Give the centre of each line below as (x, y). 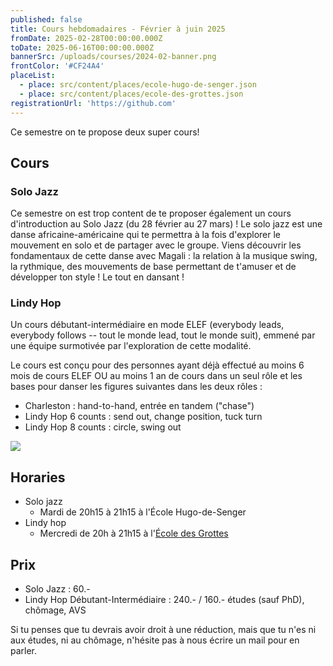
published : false (46, 19)
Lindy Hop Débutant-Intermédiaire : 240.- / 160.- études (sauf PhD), (164, 600)
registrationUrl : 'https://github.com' (93, 103)
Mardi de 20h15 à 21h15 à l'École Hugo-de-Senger (143, 512)
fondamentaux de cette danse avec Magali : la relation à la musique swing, (164, 256)
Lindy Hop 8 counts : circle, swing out (103, 427)
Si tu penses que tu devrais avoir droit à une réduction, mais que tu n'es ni (163, 630)
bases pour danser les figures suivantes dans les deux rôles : (136, 387)
